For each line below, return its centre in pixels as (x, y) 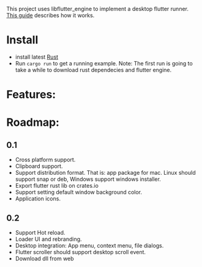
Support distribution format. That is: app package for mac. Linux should (105, 173)
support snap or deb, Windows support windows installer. (88, 179)
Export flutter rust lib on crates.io (57, 186)
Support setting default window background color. (79, 192)
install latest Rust (37, 57)
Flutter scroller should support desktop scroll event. (80, 252)
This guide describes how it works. (50, 15)
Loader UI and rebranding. (48, 239)
